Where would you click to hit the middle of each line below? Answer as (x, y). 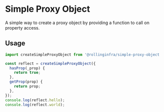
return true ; (27, 73)
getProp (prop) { (26, 82)
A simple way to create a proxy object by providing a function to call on (77, 23)
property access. (22, 28)
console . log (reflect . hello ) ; (35, 100)
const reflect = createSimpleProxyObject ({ (50, 63)
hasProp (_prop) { (27, 68)
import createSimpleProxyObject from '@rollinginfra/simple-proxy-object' (83, 55)
